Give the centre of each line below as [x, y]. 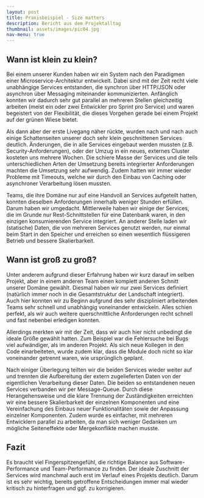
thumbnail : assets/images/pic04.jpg [53, 29]
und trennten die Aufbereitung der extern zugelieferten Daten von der [94, 376]
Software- [172, 462]
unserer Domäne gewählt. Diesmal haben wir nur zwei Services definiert [97, 287]
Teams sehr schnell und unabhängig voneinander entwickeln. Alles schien [99, 307]
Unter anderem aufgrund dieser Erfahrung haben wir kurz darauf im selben [100, 274]
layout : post [23, 12]
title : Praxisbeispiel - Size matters [55, 18]
